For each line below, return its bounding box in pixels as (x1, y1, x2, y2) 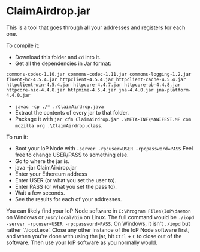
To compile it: (6, 42, 40, 49)
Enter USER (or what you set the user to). (14, 176, 117, 183)
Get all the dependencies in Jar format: (14, 60, 112, 67)
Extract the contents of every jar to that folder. (14, 109, 129, 116)
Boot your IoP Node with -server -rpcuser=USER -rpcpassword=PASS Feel (14, 145, 193, 152)
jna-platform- (156, 87, 192, 93)
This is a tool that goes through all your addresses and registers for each (6, 24, 186, 31)
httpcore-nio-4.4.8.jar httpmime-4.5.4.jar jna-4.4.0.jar (6, 87, 154, 93)
